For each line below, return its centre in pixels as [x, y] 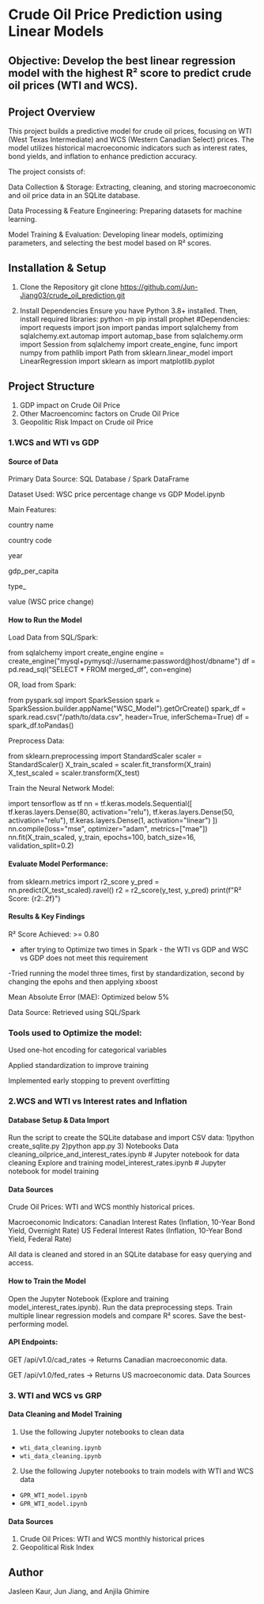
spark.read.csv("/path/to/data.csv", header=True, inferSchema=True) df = [129, 717]
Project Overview [52, 112]
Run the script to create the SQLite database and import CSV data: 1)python [131, 1138]
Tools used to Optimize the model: [75, 1032]
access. [21, 1263]
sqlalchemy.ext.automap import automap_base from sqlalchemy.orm [131, 336]
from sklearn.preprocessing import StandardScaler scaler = [105, 756]
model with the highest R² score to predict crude [130, 73]
